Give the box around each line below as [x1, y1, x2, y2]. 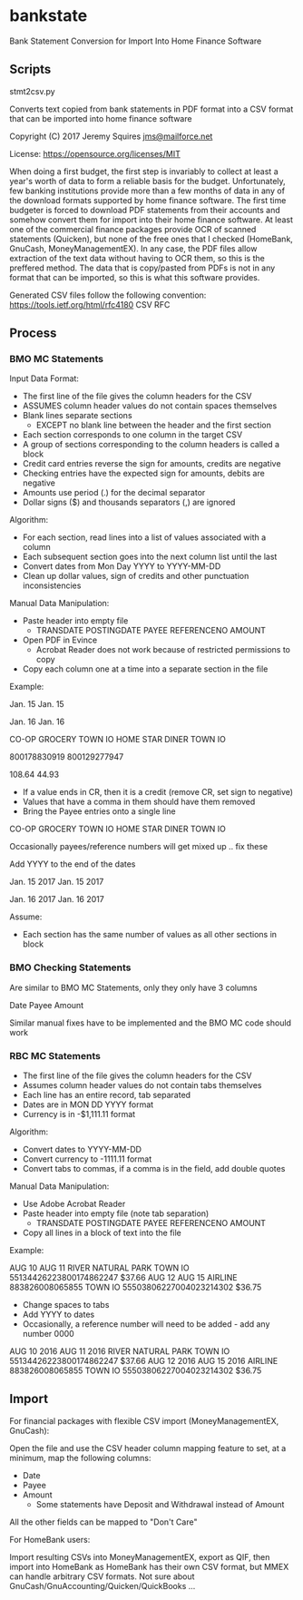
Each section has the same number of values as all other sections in [22, 929, 278, 940]
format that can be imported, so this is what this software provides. [9, 271, 260, 282]
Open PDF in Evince [22, 634, 98, 645]
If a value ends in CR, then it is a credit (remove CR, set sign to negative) [22, 787, 293, 798]
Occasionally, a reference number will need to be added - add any [22, 1319, 270, 1330]
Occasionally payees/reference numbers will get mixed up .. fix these [9, 841, 269, 852]
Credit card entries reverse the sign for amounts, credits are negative [22, 458, 281, 469]
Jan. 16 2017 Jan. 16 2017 [9, 894, 104, 905]
